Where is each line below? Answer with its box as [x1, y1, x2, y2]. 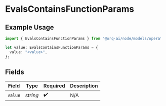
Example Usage [5, 23, 54, 32]
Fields [5, 68, 25, 76]
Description [70, 82, 98, 89]
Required [43, 82, 65, 89]
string [25, 92, 39, 99]
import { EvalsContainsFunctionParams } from [5, 36, 100, 41]
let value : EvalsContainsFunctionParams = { [5, 45, 98, 50]
